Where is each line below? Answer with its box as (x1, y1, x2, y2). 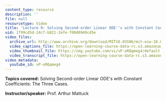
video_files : (5, 35, 32, 40)
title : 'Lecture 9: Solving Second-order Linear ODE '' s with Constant (5, 26, 154, 31)
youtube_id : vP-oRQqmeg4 (9, 62, 61, 67)
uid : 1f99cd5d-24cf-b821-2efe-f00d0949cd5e (5, 30, 96, 35)
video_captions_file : (9, 44, 54, 49)
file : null (5, 16, 28, 21)
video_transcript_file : (9, 53, 58, 58)
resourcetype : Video (5, 21, 48, 26)
